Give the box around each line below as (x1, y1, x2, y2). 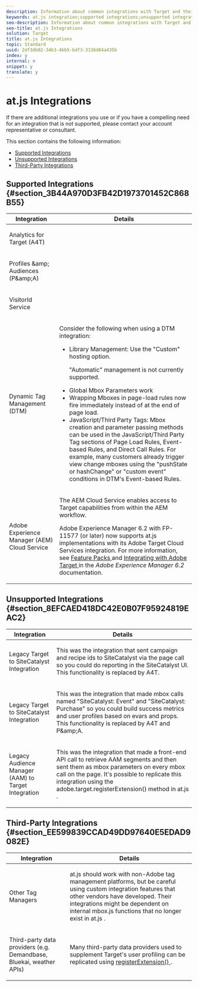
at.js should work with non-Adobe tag (70, 870, 175, 878)
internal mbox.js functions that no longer (70, 907, 181, 915)
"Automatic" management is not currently (69, 366, 184, 373)
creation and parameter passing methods (69, 423, 184, 431)
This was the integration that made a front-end (56, 747, 187, 756)
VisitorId (9, 296, 32, 304)
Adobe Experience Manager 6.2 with (59, 524, 161, 532)
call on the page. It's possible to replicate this (56, 770, 181, 778)
